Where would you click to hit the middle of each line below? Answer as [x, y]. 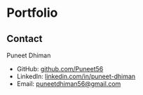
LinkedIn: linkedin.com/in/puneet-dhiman [76, 76]
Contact [25, 39]
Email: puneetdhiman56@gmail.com [69, 84]
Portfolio [32, 13]
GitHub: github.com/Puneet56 [60, 69]
